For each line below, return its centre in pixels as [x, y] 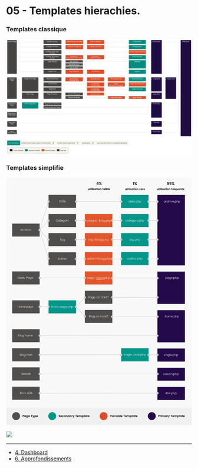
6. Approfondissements [43, 459]
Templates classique [36, 29]
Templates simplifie [35, 168]
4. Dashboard [31, 452]
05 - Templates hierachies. [73, 11]
